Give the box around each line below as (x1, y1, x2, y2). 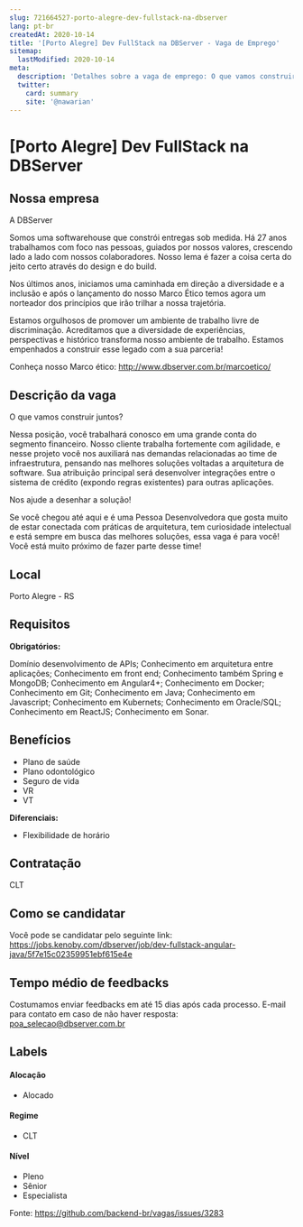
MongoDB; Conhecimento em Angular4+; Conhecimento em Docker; (9, 678, 265, 688)
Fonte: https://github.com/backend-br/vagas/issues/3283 (9, 1208, 224, 1219)
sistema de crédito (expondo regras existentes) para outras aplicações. (9, 477, 274, 488)
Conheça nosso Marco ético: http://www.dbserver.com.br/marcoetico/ (9, 362, 271, 373)
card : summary (25, 88, 78, 97)
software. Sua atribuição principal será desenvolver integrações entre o (9, 467, 276, 478)
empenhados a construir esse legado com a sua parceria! (9, 344, 224, 355)
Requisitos (9, 617, 70, 632)
